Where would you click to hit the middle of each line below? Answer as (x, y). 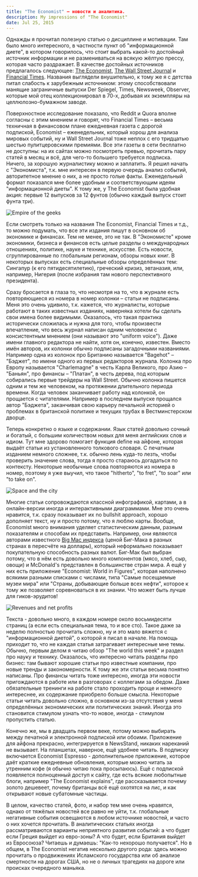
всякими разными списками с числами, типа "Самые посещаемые (91, 578)
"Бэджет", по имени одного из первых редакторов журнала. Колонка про (99, 361)
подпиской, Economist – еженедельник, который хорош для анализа (92, 132)
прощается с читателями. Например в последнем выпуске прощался (94, 399)
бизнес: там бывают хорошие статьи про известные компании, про (91, 663)
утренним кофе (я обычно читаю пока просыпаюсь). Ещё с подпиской (95, 769)
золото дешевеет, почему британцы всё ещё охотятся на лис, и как (91, 788)
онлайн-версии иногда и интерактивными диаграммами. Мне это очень (98, 508)
